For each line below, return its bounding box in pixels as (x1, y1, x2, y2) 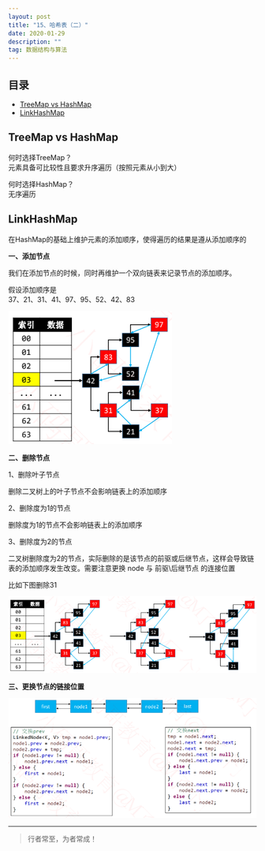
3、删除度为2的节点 (8, 536, 73, 546)
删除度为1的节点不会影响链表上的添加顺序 (8, 520, 143, 529)
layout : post (8, 13, 51, 21)
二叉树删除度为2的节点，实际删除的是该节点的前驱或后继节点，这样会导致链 (8, 553, 255, 563)
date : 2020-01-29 (8, 29, 65, 37)
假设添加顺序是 (8, 285, 57, 294)
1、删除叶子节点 (8, 469, 60, 479)
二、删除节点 (8, 453, 50, 462)
